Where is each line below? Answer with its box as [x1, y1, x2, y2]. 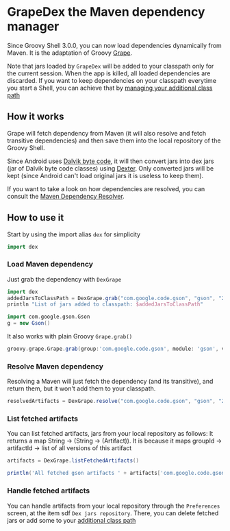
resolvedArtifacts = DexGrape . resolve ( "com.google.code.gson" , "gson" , [7, 398, 216, 405]
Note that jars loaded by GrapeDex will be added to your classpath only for [7, 62, 214, 70]
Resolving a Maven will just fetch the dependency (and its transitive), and [7, 378, 214, 386]
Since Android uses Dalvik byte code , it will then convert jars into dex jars [7, 157, 214, 165]
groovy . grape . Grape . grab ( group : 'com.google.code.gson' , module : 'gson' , [7, 345, 219, 353]
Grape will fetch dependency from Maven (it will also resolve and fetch [7, 129, 207, 137]
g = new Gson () [7, 320, 51, 327]
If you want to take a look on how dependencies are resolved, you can [7, 184, 205, 193]
